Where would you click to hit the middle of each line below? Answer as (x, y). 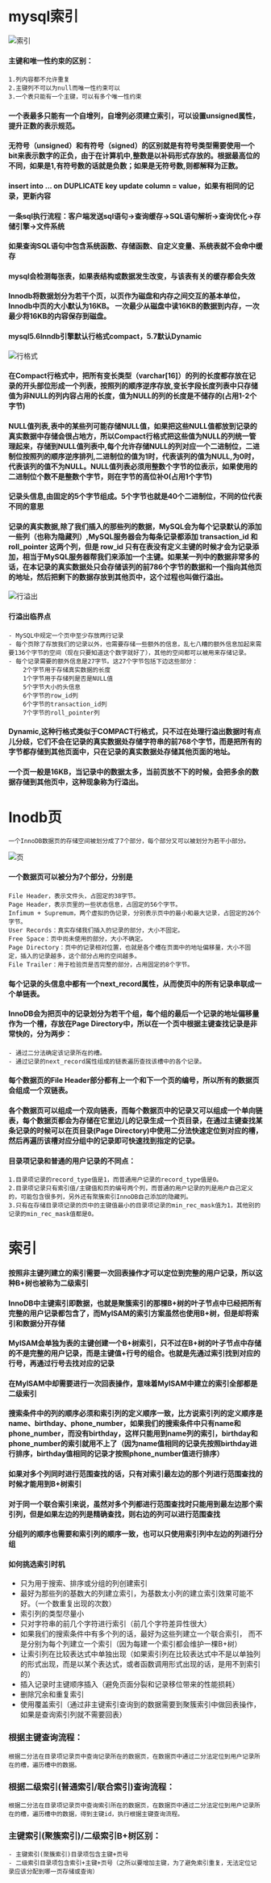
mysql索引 (44, 17)
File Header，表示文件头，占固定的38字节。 (74, 896)
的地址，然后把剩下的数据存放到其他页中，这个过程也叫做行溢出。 (118, 577)
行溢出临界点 (29, 616)
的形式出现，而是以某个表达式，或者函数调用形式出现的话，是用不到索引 (140, 1664)
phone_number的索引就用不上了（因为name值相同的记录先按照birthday (129, 1444)
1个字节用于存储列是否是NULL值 (68, 678)
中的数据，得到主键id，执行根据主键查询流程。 (117, 1814)
